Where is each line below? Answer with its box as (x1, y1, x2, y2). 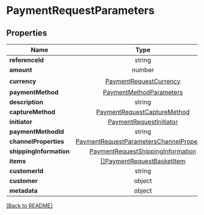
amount (9, 66, 32, 74)
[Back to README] (6, 202, 53, 209)
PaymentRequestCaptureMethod (96, 108, 190, 116)
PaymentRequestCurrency (105, 77, 181, 85)
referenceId (9, 56, 44, 64)
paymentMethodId (9, 128, 64, 136)
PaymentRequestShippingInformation (89, 147, 196, 155)
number (131, 66, 154, 74)
